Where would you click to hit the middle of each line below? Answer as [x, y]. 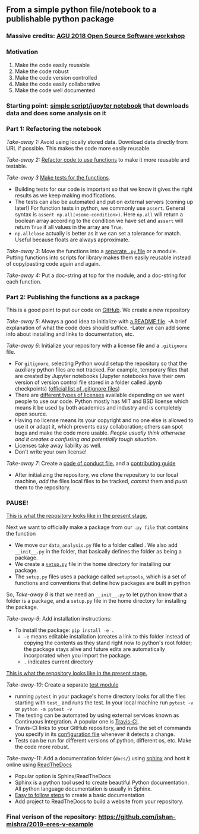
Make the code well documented [55, 90]
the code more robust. [42, 747]
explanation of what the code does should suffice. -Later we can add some [98, 328]
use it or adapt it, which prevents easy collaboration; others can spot [99, 427]
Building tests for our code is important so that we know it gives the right [104, 189]
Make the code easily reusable [52, 65]
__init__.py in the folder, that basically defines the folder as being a [98, 552]
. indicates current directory [58, 662]
